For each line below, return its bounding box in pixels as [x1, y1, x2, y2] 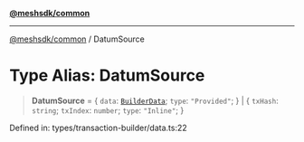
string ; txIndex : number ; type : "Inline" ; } [31, 104, 185, 116]
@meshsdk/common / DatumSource [9, 33, 145, 44]
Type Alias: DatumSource [9, 65, 205, 86]
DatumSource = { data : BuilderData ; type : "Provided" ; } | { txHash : [31, 95, 279, 106]
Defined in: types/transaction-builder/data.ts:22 [9, 122, 187, 133]
